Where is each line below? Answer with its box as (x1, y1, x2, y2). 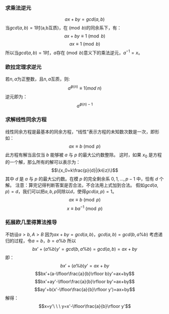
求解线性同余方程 (5, 116, 47, 123)
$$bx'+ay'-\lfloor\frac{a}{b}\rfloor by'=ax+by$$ (34, 278, 135, 284)
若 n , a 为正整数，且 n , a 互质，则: (5, 76, 70, 82)
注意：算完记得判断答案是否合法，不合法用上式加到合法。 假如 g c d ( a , (15, 182, 158, 188)
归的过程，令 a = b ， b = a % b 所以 (5, 238, 76, 244)
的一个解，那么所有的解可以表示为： (5, 159, 81, 165)
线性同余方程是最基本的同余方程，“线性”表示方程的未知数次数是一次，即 (5, 128, 155, 134)
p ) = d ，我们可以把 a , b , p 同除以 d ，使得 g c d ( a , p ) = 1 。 (5, 188, 117, 194)
